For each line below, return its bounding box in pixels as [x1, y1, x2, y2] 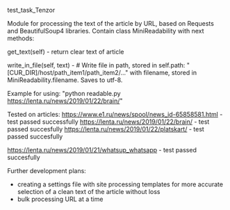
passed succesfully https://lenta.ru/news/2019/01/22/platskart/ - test [7, 125, 205, 133]
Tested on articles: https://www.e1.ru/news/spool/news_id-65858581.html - [7, 111, 223, 118]
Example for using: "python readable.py [7, 90, 121, 97]
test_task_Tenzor [7, 6, 56, 14]
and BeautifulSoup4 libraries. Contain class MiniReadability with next [7, 27, 204, 35]
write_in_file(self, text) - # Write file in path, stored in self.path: [7, 61, 186, 69]
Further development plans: [7, 167, 87, 175]
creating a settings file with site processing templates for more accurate [17, 180, 224, 188]
